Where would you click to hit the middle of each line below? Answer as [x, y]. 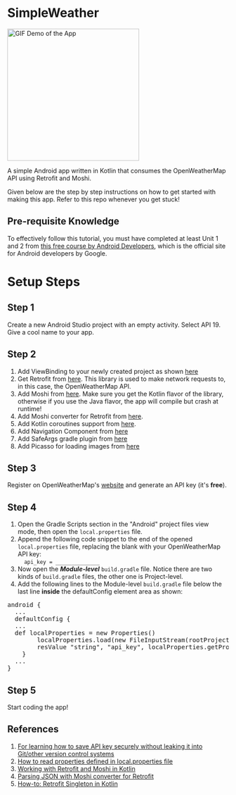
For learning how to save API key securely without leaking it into [110, 746]
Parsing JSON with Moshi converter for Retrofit [86, 776]
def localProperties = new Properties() [85, 633]
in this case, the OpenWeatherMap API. [74, 386]
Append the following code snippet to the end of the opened [105, 539]
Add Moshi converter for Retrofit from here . [80, 416]
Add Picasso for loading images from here [78, 446]
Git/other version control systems [66, 753]
